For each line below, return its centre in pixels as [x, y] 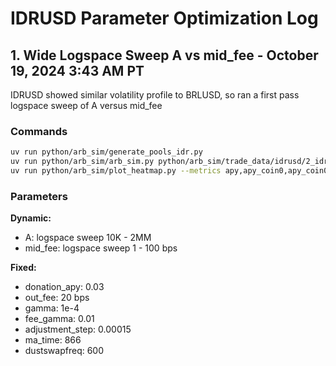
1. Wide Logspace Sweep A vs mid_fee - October [164, 55]
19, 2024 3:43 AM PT [77, 70]
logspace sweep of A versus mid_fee [86, 105]
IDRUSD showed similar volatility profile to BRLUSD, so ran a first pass [155, 95]
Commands [39, 131]
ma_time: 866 [53, 340]
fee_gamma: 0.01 [59, 319]
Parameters [39, 196]
